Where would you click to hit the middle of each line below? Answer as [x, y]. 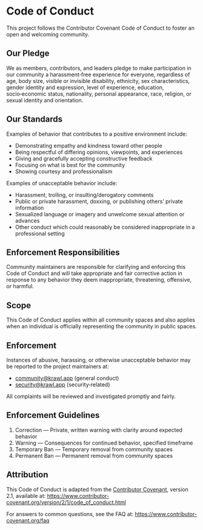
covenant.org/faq [28, 520]
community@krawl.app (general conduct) [67, 378]
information [29, 208]
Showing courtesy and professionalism [64, 171]
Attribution [27, 475]
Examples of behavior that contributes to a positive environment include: [97, 134]
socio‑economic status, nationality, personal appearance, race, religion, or [99, 94]
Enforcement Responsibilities [63, 252]
